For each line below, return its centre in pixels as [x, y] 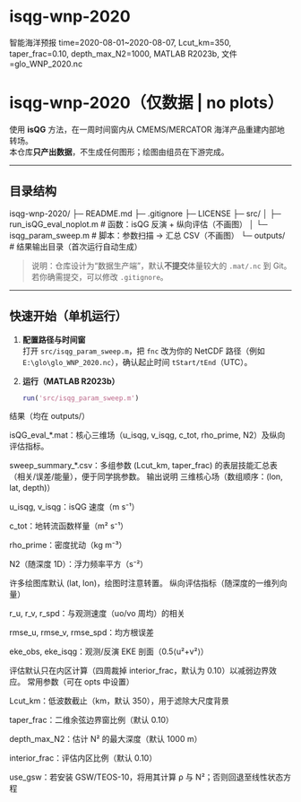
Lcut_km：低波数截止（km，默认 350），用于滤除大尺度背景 [120, 701]
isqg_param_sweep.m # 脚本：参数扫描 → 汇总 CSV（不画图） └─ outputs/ [147, 235]
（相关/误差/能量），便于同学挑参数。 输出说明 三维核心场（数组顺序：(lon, [146, 476]
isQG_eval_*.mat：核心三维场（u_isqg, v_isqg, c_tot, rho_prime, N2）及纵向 [147, 435]
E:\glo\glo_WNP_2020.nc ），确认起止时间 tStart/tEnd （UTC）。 [137, 362]
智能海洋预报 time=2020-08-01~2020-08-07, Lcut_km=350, [120, 42]
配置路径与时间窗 [54, 339]
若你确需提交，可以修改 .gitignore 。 [99, 276]
